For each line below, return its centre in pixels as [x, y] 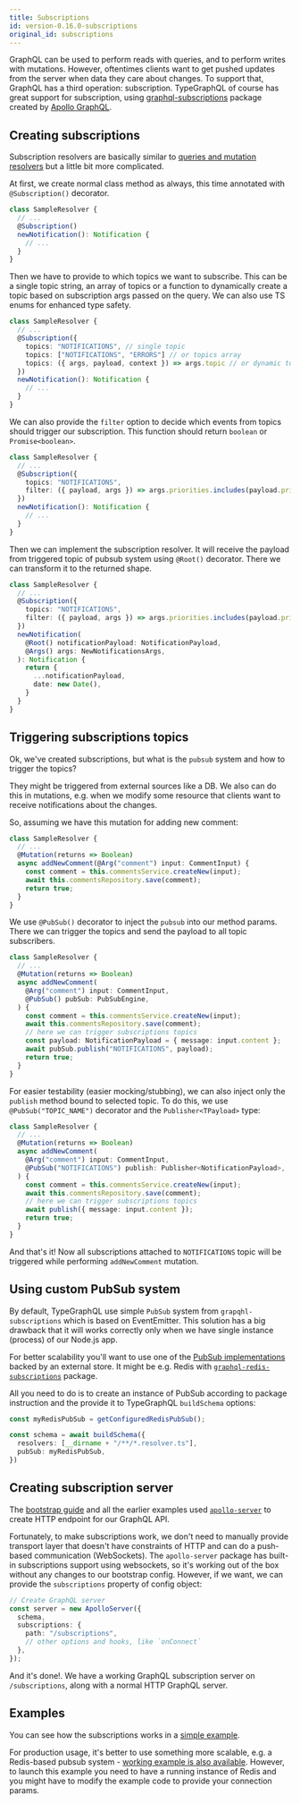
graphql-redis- [242, 1367]
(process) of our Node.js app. [63, 1340]
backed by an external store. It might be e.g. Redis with [111, 1366]
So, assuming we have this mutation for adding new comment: [124, 822]
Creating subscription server [92, 1488]
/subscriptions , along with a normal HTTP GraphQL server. [119, 1685]
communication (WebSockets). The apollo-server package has [151, 1555]
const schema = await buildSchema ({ [77, 1435]
